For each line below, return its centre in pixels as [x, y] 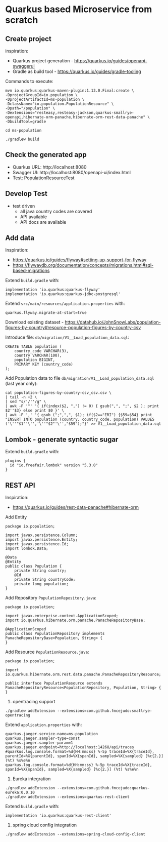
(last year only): [21, 384]
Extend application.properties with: [44, 725]
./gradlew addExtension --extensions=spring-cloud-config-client [75, 834]
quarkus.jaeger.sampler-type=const [43, 738]
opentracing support [34, 702]
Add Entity [16, 517]
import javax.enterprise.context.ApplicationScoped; [62, 616]
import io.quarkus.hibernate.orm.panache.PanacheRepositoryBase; [75, 620]
